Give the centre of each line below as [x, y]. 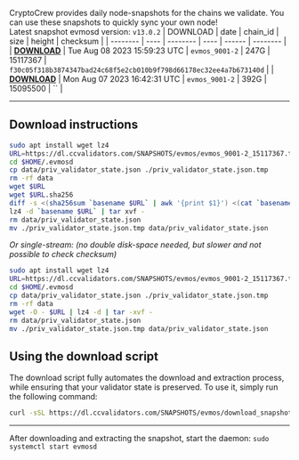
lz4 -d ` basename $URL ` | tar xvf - [77, 211]
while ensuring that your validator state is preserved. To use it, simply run [144, 387]
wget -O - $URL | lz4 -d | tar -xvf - [81, 312]
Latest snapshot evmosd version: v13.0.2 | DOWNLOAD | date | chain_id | [144, 32]
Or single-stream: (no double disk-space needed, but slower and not [135, 245]
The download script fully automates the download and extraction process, [147, 378]
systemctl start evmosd [53, 447]
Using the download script [84, 356]
